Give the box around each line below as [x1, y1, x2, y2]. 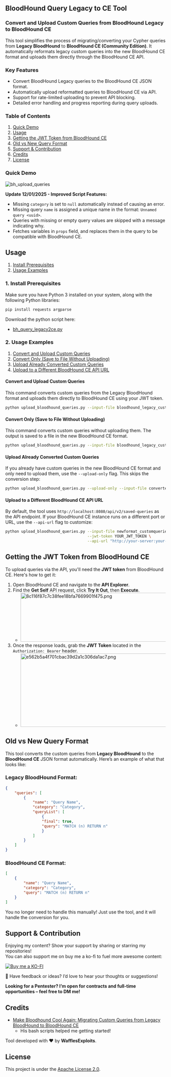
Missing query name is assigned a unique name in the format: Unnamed [12, 206, 157, 213]
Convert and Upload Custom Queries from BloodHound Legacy [5, 19, 164, 27]
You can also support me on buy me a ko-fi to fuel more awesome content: [5, 953, 162, 959]
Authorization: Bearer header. [12, 647, 78, 653]
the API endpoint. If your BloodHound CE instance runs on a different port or [5, 513, 165, 520]
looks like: [5, 761, 26, 767]
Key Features [5, 66, 39, 74]
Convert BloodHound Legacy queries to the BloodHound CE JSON [12, 78, 152, 84]
